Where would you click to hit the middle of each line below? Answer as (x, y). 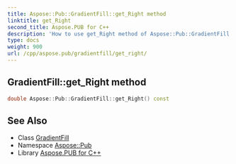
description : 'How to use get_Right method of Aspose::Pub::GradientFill (119, 34)
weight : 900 (25, 47)
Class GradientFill (43, 138)
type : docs (23, 40)
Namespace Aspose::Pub (55, 146)
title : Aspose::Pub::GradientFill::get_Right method (87, 14)
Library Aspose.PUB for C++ (59, 153)
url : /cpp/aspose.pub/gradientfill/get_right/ (77, 54)
